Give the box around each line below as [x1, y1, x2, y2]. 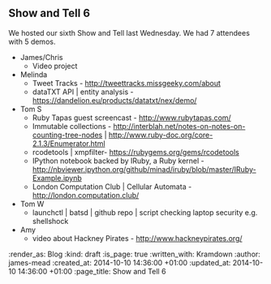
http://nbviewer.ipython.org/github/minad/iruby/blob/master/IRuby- [32, 164, 257, 174]
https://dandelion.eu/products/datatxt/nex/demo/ [32, 95, 197, 105]
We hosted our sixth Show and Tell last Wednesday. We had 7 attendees [8, 28, 250, 37]
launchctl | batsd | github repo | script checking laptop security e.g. [32, 207, 258, 217]
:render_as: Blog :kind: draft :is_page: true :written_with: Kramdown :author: [8, 249, 261, 259]
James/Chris [19, 52, 63, 62]
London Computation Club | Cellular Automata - [32, 182, 192, 191]
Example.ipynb [32, 173, 83, 183]
